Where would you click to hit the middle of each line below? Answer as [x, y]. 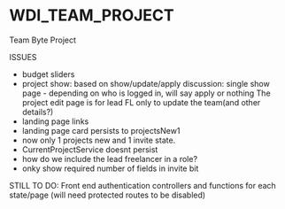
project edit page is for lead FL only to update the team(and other [141, 102]
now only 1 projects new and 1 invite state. [99, 140]
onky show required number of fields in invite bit [110, 168]
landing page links [55, 121]
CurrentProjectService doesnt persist [90, 149]
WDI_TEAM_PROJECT [92, 15]
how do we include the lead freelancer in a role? [109, 159]
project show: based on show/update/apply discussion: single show [146, 83]
